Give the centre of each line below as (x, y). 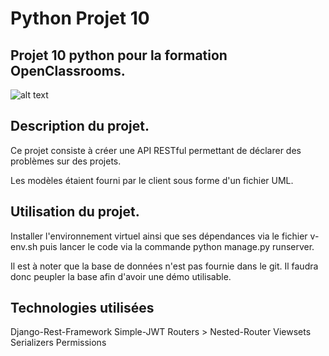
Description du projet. (80, 126)
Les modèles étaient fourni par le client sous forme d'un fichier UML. (152, 180)
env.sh (24, 246)
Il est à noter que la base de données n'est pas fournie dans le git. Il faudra (164, 266)
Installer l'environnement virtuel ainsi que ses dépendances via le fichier (159, 236)
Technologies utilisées (82, 308)
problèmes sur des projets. (66, 161)
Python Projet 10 (80, 18)
